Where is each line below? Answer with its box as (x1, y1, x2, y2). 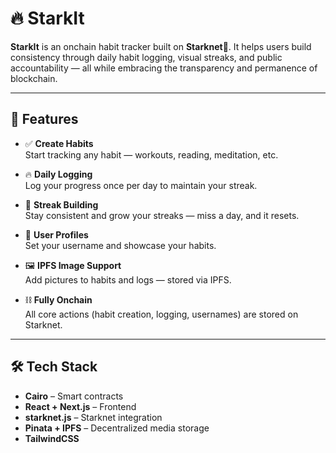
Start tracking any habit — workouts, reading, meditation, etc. (24, 148, 279, 161)
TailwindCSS (24, 432, 80, 444)
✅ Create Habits (24, 137, 94, 149)
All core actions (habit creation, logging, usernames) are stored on (24, 308, 299, 320)
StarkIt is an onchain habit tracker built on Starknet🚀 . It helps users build (10, 40, 312, 52)
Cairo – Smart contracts (24, 390, 124, 402)
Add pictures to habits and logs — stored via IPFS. (24, 273, 232, 286)
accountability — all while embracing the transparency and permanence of (10, 62, 318, 74)
